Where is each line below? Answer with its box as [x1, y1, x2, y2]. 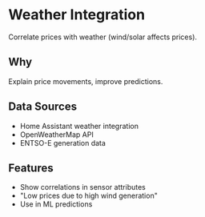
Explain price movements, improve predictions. [8, 76, 163, 86]
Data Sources [8, 100, 78, 114]
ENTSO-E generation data [19, 138, 107, 147]
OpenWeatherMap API [19, 130, 94, 139]
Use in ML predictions [19, 199, 93, 209]
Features [8, 161, 54, 175]
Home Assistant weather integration [19, 121, 139, 131]
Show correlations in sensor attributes [19, 183, 146, 192]
